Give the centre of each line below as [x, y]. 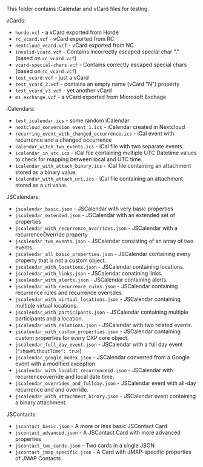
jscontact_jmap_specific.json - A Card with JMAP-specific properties [103, 452]
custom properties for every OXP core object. [72, 338]
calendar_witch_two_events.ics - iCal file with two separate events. [99, 146]
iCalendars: [21, 109]
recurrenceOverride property [51, 234]
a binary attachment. [41, 403]
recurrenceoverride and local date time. [65, 377]
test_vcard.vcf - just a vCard [52, 78]
